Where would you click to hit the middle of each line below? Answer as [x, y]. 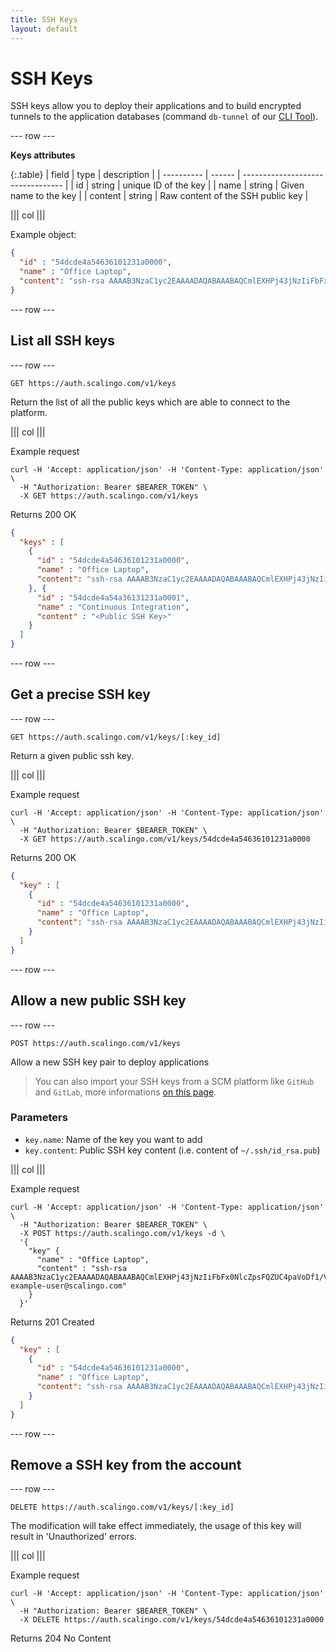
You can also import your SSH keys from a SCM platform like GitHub [174, 1081]
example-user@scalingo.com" [69, 1286]
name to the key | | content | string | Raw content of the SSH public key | [159, 196]
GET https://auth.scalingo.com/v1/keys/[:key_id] [116, 737]
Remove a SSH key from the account [126, 1465]
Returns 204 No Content [61, 1638]
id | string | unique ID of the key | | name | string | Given [190, 185]
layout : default [44, 29]
